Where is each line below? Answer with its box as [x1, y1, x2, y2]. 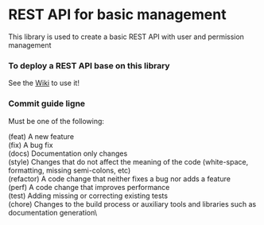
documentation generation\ [8, 208, 98, 217]
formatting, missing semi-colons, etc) [8, 165, 131, 175]
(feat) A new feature [8, 131, 74, 141]
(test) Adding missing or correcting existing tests [8, 191, 169, 200]
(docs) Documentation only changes [8, 149, 128, 158]
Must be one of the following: [8, 116, 105, 126]
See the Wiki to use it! [8, 78, 80, 88]
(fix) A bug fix [8, 140, 53, 149]
